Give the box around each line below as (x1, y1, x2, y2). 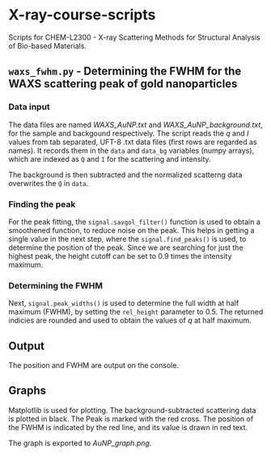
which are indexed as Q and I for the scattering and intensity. (8, 154, 212, 163)
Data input (8, 101, 50, 112)
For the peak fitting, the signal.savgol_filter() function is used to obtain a (8, 217, 261, 226)
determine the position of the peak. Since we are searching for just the (8, 243, 244, 252)
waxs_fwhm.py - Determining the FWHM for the (8, 65, 242, 78)
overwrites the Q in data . (8, 178, 89, 188)
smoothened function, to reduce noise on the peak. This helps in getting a (8, 225, 255, 235)
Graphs (8, 384, 47, 398)
